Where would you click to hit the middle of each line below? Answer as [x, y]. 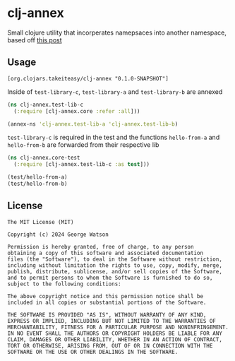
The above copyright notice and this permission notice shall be [105, 296]
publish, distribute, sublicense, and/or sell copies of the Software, [115, 271]
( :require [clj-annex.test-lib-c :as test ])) [82, 165]
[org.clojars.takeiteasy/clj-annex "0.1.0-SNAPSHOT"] [88, 78]
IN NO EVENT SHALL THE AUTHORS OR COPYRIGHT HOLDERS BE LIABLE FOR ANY [115, 333]
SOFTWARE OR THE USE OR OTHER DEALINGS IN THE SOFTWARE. [93, 352]
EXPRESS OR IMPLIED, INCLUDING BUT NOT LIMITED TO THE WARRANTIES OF [112, 321]
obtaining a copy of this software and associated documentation [105, 253]
